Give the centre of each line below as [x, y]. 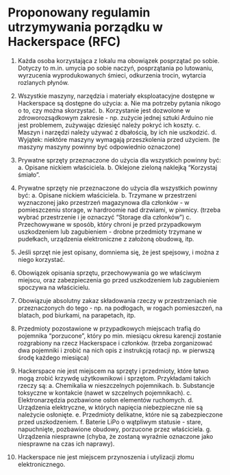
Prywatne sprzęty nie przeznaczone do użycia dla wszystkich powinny [117, 188]
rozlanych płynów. [43, 82]
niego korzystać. [41, 259]
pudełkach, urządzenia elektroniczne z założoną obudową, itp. [106, 239]
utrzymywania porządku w [86, 27]
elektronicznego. [41, 464]
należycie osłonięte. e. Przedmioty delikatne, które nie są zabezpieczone [120, 414]
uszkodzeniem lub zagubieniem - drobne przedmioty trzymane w [110, 232]
